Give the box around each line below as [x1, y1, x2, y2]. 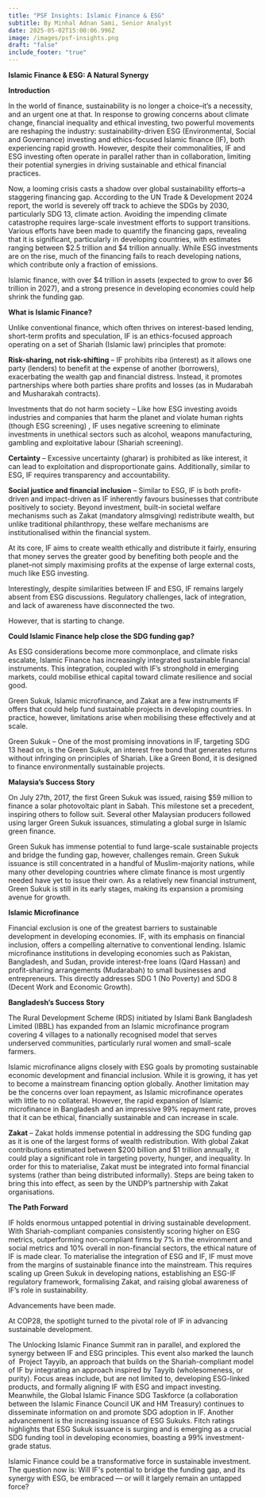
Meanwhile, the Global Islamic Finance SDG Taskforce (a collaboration [8, 1391, 238, 1400]
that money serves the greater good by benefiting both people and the [8, 552, 239, 560]
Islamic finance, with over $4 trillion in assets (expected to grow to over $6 [8, 275, 253, 284]
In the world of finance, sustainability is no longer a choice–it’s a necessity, [8, 101, 253, 110]
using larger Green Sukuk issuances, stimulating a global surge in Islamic [8, 818, 248, 827]
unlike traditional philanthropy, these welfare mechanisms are [8, 519, 209, 529]
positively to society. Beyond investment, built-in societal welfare [8, 503, 221, 512]
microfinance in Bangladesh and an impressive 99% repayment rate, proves [8, 1104, 256, 1114]
